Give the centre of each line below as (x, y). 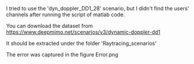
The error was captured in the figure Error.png (62, 54)
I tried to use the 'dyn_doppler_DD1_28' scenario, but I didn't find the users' (98, 8)
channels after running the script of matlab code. (65, 15)
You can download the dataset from (50, 26)
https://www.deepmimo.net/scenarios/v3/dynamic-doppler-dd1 (83, 32)
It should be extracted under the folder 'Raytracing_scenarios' (81, 43)
